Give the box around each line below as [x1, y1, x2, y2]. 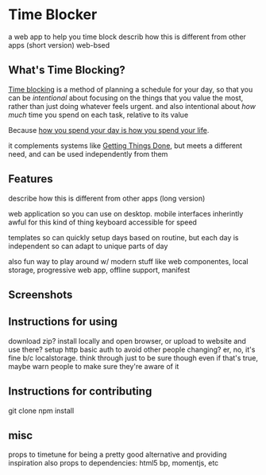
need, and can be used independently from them [8, 149, 168, 158]
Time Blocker [8, 6, 98, 24]
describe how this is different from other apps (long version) [8, 193, 206, 203]
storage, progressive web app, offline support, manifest [8, 265, 191, 274]
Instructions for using [8, 315, 118, 329]
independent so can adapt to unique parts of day [8, 241, 168, 251]
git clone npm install [8, 406, 75, 415]
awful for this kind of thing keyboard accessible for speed [8, 217, 197, 227]
